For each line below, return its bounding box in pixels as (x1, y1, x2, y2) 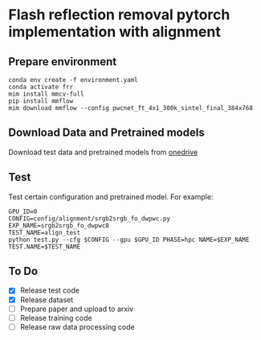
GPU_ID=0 (8, 207, 38, 215)
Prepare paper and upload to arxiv (19, 304, 134, 313)
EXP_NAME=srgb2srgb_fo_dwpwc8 (8, 221, 110, 230)
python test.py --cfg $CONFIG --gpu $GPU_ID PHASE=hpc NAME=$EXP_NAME (8, 236, 250, 244)
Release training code (19, 313, 92, 322)
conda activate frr (8, 83, 74, 91)
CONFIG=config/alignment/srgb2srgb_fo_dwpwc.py (8, 215, 171, 223)
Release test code (19, 285, 80, 295)
